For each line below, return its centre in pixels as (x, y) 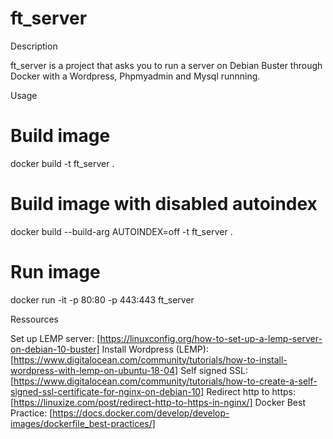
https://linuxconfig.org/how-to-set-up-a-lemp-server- (211, 338)
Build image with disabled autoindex (164, 204)
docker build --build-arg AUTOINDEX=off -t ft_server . (121, 231)
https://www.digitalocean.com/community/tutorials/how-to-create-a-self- (165, 381)
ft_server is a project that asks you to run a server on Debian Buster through (166, 65)
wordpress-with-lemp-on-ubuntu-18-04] (94, 370)
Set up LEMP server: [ (55, 338)
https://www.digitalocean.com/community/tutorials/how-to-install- (150, 359)
